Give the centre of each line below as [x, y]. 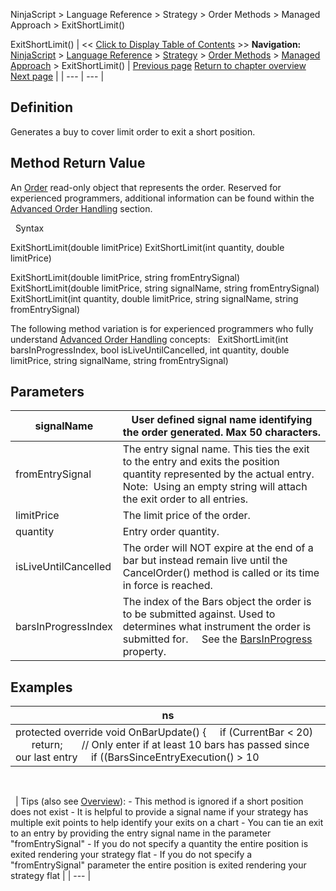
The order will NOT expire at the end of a [218, 548]
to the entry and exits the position [201, 462]
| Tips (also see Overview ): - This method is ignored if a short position [159, 801]
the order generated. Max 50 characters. [221, 432]
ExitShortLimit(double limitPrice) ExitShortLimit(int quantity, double [147, 247]
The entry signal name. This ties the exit [216, 449]
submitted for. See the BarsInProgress [217, 639]
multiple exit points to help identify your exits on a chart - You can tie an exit [167, 823]
